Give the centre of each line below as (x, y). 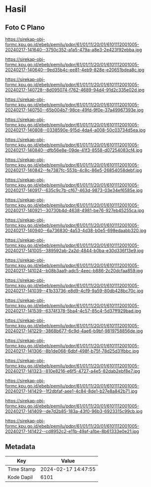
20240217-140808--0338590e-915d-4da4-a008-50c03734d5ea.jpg (75, 130)
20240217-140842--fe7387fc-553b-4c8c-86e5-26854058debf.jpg (74, 170)
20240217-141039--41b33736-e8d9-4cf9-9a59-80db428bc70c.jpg (74, 291)
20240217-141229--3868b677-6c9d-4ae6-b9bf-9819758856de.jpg (74, 331)
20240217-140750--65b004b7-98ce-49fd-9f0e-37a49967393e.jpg (75, 110)
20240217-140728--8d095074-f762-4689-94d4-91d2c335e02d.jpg (75, 90)
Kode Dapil (20, 477)
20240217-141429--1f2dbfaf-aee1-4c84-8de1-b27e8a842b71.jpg (71, 391)
